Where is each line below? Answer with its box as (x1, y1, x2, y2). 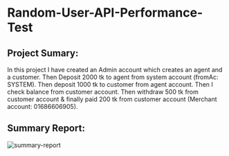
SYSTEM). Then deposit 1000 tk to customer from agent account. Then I (7, 80, 213, 88)
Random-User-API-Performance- (7, 5, 203, 21)
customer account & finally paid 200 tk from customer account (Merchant (7, 95, 217, 103)
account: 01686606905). (7, 103, 78, 110)
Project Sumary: (7, 47, 79, 59)
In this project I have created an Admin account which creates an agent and (7, 66, 223, 73)
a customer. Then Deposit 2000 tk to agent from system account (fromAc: (7, 73, 219, 81)
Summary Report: (7, 123, 85, 135)
